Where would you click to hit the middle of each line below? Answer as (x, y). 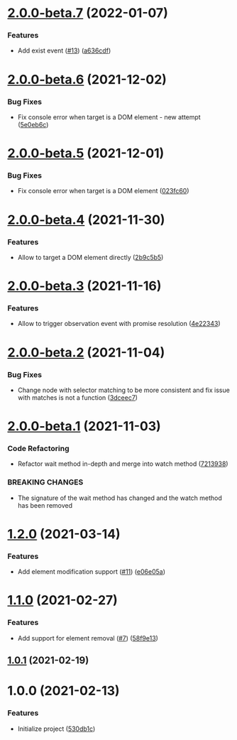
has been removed (45, 505)
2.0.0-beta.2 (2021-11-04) (86, 352)
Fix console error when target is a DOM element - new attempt (109, 117)
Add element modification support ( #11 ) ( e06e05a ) (91, 572)
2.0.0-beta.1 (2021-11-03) (84, 426)
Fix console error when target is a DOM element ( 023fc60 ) (103, 191)
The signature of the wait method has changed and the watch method (120, 498)
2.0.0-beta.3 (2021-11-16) (84, 286)
